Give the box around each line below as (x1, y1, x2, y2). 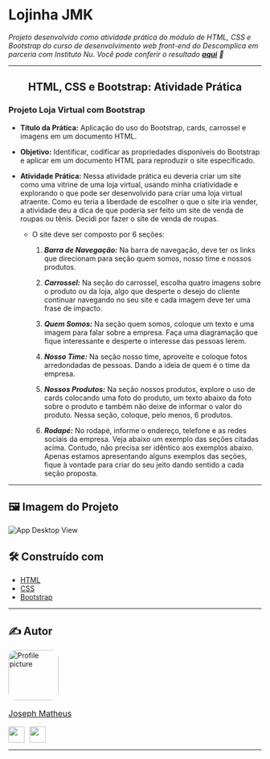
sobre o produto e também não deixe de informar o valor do (43, 401, 243, 411)
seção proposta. (43, 468, 99, 478)
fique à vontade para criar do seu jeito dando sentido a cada (43, 460, 244, 469)
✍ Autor (8, 624, 53, 637)
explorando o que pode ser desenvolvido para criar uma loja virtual (19, 188, 243, 198)
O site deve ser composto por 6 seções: (31, 229, 165, 239)
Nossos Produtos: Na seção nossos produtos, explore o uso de (43, 384, 256, 394)
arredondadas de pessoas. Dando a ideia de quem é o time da (43, 360, 251, 369)
